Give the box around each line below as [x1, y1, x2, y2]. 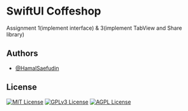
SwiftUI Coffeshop [6, 4, 102, 18]
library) [6, 30, 24, 38]
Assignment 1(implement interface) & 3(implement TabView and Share [6, 24, 183, 32]
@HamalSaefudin [15, 64, 59, 72]
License [6, 82, 37, 92]
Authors [6, 49, 38, 59]
